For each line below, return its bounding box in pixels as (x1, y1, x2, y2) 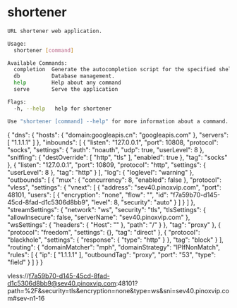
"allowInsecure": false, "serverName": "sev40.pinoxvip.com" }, (7, 213, 190, 221)
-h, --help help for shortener (13, 105, 112, 112)
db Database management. (13, 73, 115, 80)
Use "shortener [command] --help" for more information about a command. (7, 118, 229, 125)
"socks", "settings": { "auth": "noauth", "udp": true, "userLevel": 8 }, (7, 145, 205, 154)
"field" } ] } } (7, 258, 44, 266)
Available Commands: (7, 59, 68, 67)
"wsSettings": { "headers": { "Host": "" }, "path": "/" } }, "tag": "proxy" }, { (7, 220, 221, 229)
